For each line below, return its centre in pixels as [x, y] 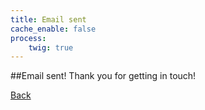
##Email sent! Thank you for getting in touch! [103, 76]
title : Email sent [48, 19]
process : [28, 38]
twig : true [51, 47]
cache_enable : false [53, 29]
